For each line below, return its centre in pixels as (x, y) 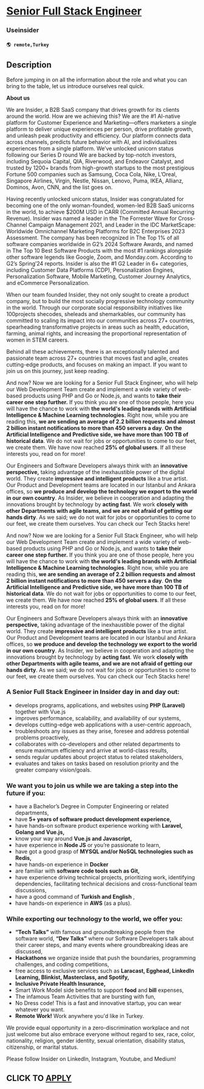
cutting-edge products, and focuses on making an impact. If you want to (97, 364)
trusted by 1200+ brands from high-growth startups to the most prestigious (100, 168)
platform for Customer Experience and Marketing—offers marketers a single (101, 122)
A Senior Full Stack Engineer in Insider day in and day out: (93, 692)
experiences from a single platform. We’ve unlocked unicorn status (90, 148)
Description (29, 65)
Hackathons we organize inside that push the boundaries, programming (105, 958)
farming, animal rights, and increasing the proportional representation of (97, 333)
